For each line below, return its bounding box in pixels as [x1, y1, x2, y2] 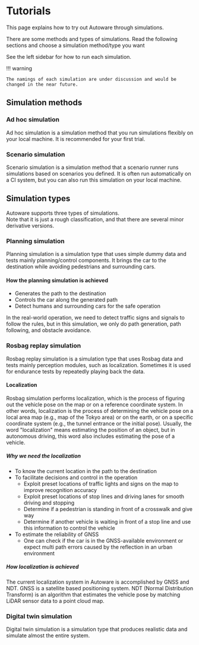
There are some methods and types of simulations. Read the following [6, 35, 178, 42]
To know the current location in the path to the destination [14, 467, 157, 474]
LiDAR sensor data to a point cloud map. [6, 597, 105, 605]
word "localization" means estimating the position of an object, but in [6, 426, 175, 433]
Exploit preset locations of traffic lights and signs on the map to [23, 480, 179, 487]
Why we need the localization [6, 452, 81, 459]
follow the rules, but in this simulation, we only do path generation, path [6, 320, 181, 328]
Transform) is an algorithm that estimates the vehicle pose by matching [6, 591, 181, 598]
